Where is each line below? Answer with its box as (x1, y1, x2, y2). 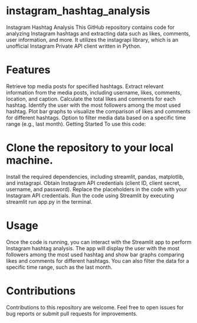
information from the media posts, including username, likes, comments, (6, 89, 182, 96)
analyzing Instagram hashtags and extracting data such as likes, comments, (6, 30, 191, 37)
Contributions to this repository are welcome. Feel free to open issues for (6, 304, 184, 311)
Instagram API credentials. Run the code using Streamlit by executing (6, 192, 175, 199)
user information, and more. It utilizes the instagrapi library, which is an (6, 36, 179, 43)
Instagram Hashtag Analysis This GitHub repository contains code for (6, 24, 175, 31)
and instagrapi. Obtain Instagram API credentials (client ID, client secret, (6, 179, 181, 187)
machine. (6, 154, 53, 167)
